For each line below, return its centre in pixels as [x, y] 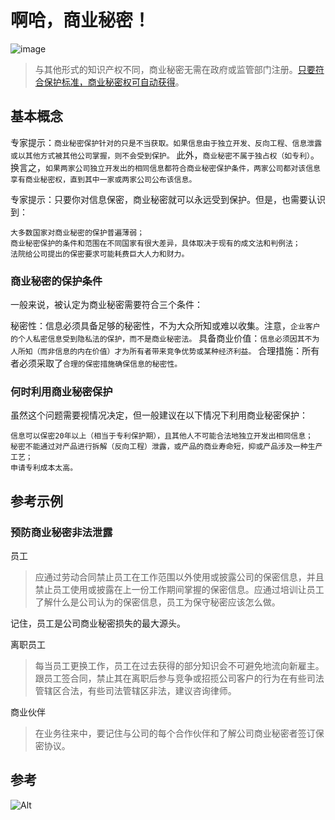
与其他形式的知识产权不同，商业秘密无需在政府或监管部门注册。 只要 [175, 69]
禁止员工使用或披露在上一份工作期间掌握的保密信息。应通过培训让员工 [179, 590]
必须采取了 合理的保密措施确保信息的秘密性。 [100, 363]
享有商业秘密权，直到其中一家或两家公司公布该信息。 [103, 179]
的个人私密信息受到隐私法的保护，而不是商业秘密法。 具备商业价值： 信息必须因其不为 [165, 338]
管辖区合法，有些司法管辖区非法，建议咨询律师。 [135, 691]
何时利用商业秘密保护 [61, 391]
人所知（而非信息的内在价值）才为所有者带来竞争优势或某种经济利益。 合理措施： [156, 351]
